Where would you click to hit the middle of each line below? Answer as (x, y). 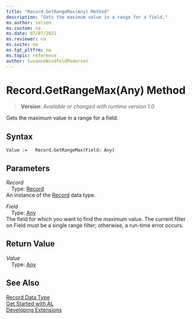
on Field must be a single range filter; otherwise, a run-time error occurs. (95, 226)
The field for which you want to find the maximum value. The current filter (96, 219)
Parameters (28, 168)
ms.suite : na (22, 45)
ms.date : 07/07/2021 (32, 34)
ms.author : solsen (29, 22)
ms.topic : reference (32, 56)
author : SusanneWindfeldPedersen (47, 61)
